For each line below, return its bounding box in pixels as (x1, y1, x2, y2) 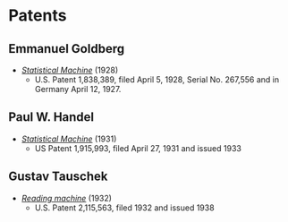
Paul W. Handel (8, 109, 95, 125)
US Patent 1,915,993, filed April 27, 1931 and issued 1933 (34, 142, 242, 153)
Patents (8, 5, 67, 26)
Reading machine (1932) (21, 192, 113, 203)
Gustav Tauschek (8, 169, 108, 184)
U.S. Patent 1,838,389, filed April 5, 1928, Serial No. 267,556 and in (34, 74, 279, 85)
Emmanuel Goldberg (8, 41, 125, 56)
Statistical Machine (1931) (21, 133, 117, 144)
